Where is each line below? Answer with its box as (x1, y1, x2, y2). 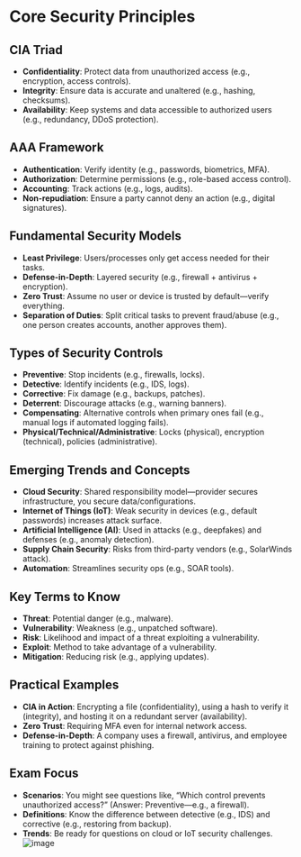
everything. (22, 300, 66, 311)
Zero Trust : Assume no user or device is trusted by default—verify (22, 290, 270, 301)
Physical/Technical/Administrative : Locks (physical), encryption (22, 426, 265, 438)
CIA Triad (9, 42, 63, 58)
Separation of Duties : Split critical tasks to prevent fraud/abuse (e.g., (22, 309, 279, 321)
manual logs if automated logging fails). (22, 417, 169, 428)
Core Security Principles (9, 6, 196, 27)
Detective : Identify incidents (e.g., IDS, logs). (22, 378, 190, 389)
